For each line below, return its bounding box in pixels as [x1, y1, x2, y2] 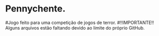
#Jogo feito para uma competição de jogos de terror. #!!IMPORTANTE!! [5, 19, 154, 25]
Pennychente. [5, 3, 66, 14]
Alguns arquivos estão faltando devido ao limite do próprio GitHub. [5, 24, 145, 30]
